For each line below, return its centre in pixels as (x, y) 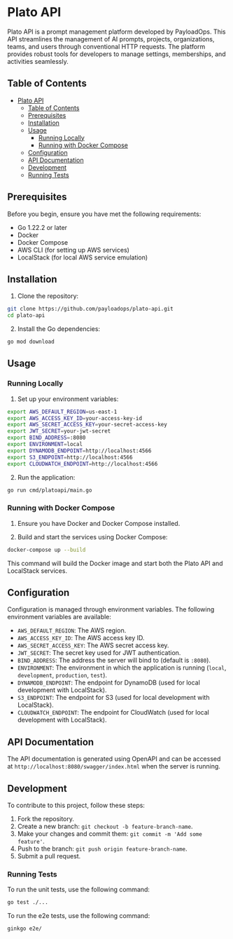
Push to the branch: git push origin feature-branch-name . (102, 849)
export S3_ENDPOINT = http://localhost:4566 (70, 457)
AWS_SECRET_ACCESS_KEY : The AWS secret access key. (93, 645)
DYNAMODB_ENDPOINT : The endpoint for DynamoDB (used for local (109, 683)
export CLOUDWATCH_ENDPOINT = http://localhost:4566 (83, 464)
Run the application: (46, 477)
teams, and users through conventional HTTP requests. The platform (106, 46)
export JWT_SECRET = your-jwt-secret (59, 431)
